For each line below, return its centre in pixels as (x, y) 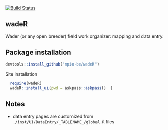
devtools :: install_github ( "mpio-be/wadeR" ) (52, 64)
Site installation (21, 74)
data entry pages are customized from (53, 116)
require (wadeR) (26, 83)
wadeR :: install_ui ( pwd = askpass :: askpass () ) (62, 88)
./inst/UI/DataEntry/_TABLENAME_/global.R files (64, 122)
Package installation (38, 52)
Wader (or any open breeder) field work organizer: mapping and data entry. (85, 36)
